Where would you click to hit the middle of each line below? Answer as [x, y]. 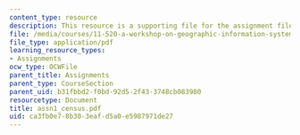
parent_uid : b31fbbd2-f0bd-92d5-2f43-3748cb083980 [105, 91]
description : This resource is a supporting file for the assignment [142, 26]
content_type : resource [54, 17]
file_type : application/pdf [62, 42]
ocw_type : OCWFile [43, 67]
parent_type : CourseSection [62, 83]
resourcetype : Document [54, 100]
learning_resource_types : [57, 51]
